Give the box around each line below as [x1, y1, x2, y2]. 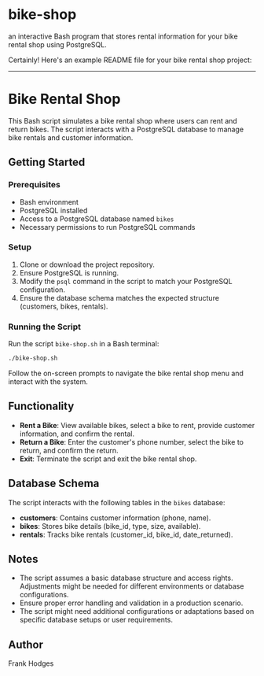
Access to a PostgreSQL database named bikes [19, 214, 174, 223]
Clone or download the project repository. [19, 260, 156, 269]
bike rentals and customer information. [8, 132, 134, 142]
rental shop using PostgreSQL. [8, 39, 108, 49]
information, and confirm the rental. [19, 429, 135, 438]
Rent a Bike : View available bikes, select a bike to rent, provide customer [19, 420, 255, 430]
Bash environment [19, 197, 79, 206]
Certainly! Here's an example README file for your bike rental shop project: [8, 55, 252, 65]
